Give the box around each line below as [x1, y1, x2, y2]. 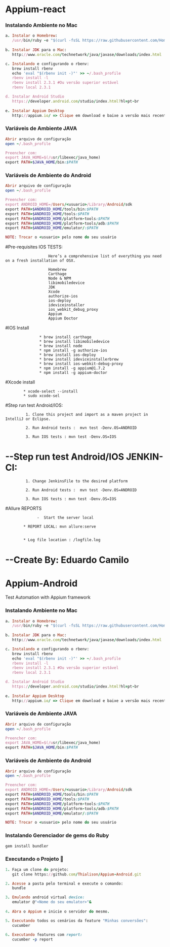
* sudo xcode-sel [23, 394, 60, 399]
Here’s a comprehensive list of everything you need [48, 254, 162, 259]
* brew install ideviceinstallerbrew [39, 357, 119, 362]
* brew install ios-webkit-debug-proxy [39, 362, 123, 367]
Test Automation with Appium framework [5, 594, 91, 600]
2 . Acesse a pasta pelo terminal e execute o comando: [5, 881, 123, 886]
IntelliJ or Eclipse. [5, 416, 51, 422]
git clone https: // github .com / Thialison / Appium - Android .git [12, 872, 142, 877]
